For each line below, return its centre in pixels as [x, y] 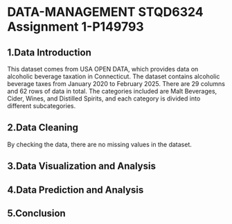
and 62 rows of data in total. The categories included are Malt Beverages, [112, 91]
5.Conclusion [36, 213]
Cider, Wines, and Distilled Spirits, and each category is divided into [104, 98]
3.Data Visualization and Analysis [81, 166]
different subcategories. [42, 106]
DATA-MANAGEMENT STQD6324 [105, 12]
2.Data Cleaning [43, 128]
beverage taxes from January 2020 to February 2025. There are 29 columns [116, 84]
